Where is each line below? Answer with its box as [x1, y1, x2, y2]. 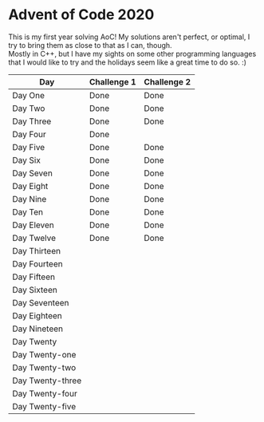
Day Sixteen [12, 284, 57, 295]
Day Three [12, 116, 52, 127]
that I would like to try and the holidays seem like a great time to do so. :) [8, 57, 247, 67]
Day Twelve [12, 232, 57, 243]
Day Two [12, 102, 45, 113]
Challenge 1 [89, 76, 137, 87]
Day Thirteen [12, 245, 61, 256]
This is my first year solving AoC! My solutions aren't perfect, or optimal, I [8, 32, 250, 41]
